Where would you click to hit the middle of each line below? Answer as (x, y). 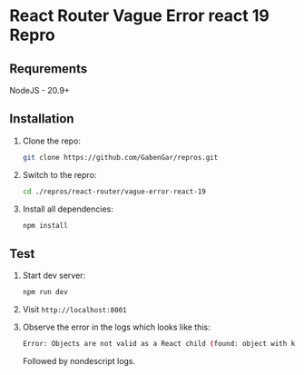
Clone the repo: (52, 141)
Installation (42, 119)
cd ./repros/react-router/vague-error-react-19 (114, 192)
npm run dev (45, 292)
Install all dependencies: (68, 209)
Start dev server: (54, 276)
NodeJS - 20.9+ (39, 90)
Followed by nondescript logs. (79, 361)
